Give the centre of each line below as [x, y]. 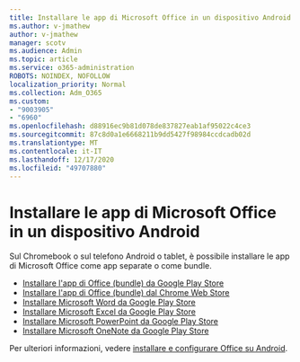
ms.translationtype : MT [54, 143]
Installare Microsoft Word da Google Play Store [109, 303]
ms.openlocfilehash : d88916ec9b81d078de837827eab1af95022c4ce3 [130, 127]
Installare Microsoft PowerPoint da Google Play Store [120, 322]
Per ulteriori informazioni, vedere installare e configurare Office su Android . [149, 349]
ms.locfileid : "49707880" [57, 168]
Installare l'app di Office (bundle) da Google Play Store [123, 283]
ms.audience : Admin [46, 51]
